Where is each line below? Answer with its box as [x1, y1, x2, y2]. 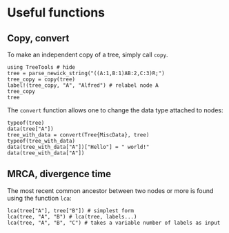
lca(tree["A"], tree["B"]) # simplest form [7, 207, 135, 214]
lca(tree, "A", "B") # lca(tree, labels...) [7, 213, 137, 220]
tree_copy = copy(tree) [7, 76, 76, 83]
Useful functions [7, 5, 106, 21]
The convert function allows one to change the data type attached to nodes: [7, 106, 223, 114]
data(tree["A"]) [7, 125, 54, 132]
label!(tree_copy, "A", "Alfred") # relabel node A [7, 82, 159, 89]
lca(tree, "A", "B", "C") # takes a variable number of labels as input [7, 219, 221, 226]
